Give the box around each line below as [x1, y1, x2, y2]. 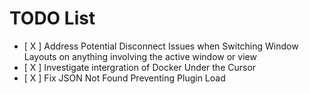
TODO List [9, 7, 96, 30]
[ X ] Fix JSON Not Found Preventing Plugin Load [23, 72, 226, 84]
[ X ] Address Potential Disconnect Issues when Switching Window [23, 40, 299, 52]
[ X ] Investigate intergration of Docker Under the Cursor [23, 61, 257, 73]
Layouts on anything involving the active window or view [23, 50, 257, 62]
